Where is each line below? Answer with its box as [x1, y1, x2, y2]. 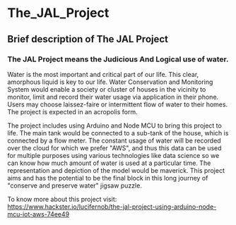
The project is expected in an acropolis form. [7, 107, 138, 116]
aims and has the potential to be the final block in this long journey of [7, 174, 208, 182]
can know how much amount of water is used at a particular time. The [7, 159, 211, 167]
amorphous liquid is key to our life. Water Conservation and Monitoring [7, 78, 213, 86]
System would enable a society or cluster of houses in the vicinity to [7, 85, 206, 93]
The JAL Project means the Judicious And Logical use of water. [7, 54, 229, 64]
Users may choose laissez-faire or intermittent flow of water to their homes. [7, 100, 228, 109]
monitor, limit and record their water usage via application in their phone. [7, 92, 219, 101]
